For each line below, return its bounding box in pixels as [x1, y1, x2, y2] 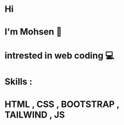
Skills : [4, 76, 33, 87]
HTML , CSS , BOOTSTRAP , [4, 98, 120, 110]
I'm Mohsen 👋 [4, 26, 62, 38]
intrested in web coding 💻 [4, 50, 115, 61]
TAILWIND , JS [4, 109, 65, 120]
